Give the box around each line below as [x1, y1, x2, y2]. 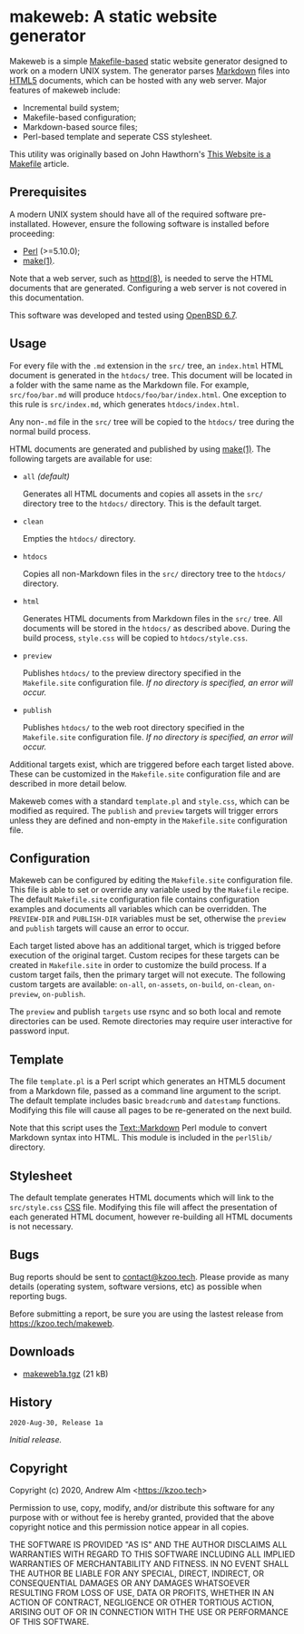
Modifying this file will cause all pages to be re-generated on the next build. [9, 1105, 292, 1116]
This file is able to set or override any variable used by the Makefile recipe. [9, 885, 289, 895]
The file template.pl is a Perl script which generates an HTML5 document [9, 1076, 286, 1087]
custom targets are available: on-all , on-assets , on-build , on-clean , [9, 979, 261, 990]
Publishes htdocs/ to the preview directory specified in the [22, 667, 242, 678]
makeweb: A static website [9, 6, 218, 27]
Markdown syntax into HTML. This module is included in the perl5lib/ [9, 1132, 273, 1143]
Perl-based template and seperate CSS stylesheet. [22, 131, 213, 142]
